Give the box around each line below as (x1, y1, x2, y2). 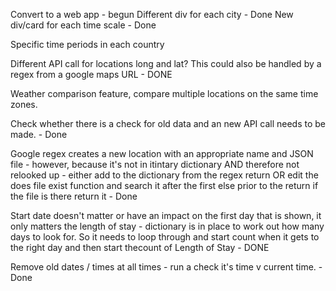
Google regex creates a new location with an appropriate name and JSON (10, 148, 314, 159)
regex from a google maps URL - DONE (10, 69, 173, 80)
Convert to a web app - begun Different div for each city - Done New (10, 9, 294, 20)
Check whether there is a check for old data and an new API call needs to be (10, 118, 326, 129)
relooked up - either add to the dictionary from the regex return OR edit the (10, 169, 319, 181)
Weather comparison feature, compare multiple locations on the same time (10, 88, 319, 99)
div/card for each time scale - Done (10, 19, 157, 31)
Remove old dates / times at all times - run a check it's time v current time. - (10, 261, 323, 273)
